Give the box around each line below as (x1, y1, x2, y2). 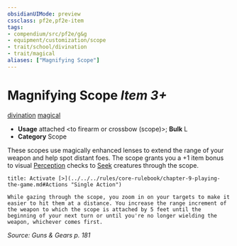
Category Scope (17, 132, 67, 141)
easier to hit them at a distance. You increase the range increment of (7, 200, 227, 207)
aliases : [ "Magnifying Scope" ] (7, 57, 100, 64)
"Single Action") (70, 181, 122, 188)
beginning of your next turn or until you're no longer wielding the (7, 212, 218, 219)
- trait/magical (7, 50, 55, 58)
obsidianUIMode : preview (7, 10, 81, 18)
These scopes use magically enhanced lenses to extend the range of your (7, 146, 224, 154)
